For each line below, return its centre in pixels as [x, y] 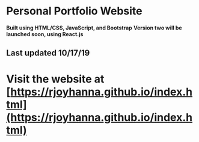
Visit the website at [55, 79]
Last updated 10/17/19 [48, 53]
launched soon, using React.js [45, 34]
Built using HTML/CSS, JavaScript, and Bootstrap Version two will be [94, 28]
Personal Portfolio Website [74, 11]
